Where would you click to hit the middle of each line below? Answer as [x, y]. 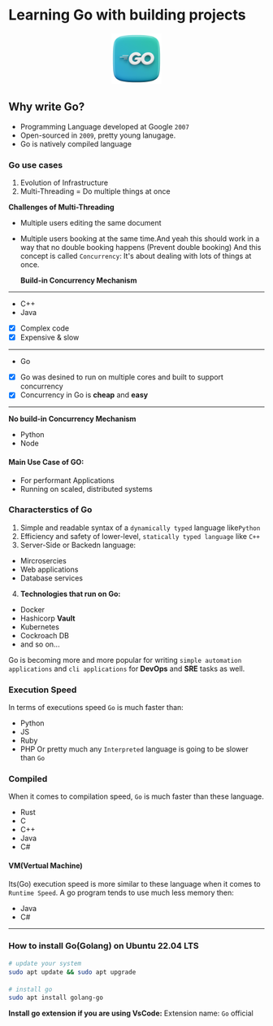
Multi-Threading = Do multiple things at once [95, 191]
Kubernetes [39, 627]
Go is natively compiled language [76, 143]
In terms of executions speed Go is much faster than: [96, 708]
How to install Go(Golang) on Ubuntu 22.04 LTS [104, 945]
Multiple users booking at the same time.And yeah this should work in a [140, 239]
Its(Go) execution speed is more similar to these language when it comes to [135, 883]
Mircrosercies [43, 560]
